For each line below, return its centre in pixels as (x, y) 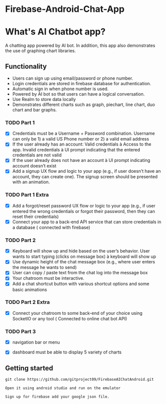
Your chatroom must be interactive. (48, 278)
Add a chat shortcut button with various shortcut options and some (81, 284)
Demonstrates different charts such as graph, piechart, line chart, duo (83, 104)
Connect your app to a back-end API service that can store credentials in (87, 222)
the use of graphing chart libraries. (41, 51)
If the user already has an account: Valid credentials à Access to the (82, 144)
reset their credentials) (35, 216)
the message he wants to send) (44, 267)
